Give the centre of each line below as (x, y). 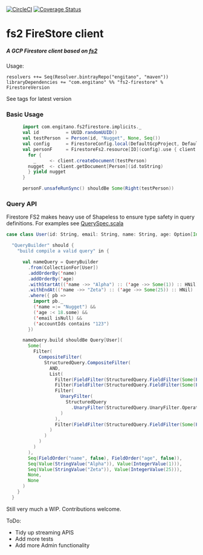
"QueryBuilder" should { (43, 245)
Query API (22, 204)
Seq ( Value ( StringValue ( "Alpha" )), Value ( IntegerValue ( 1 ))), (105, 464)
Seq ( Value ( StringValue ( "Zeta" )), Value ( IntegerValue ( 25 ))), (105, 469)
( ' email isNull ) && (58, 318)
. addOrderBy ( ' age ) (51, 279)
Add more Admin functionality (52, 545)
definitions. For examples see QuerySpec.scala (65, 223)
